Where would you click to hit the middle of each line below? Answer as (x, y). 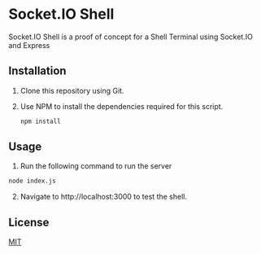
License (29, 222)
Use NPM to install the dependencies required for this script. (122, 106)
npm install (40, 121)
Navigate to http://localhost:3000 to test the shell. (103, 197)
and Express (29, 45)
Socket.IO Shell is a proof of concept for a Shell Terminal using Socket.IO (131, 37)
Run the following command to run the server (96, 166)
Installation (37, 71)
